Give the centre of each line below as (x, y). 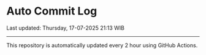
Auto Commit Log (52, 11)
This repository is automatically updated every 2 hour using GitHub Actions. (102, 45)
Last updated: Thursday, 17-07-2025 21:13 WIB (65, 28)
